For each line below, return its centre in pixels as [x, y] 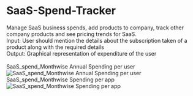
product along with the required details [55, 47]
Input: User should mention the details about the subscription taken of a [97, 40]
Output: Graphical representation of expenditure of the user [81, 53]
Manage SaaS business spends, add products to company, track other [95, 28]
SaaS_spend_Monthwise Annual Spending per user [71, 66]
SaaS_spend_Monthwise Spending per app [61, 79]
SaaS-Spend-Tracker [61, 11]
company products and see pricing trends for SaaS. [71, 34]
